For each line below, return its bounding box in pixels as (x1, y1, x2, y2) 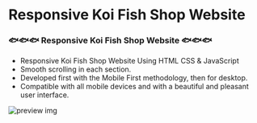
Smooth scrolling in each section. (19, 64, 132, 74)
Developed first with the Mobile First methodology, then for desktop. (19, 73, 248, 83)
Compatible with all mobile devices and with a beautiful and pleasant (19, 82, 249, 92)
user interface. (19, 90, 70, 100)
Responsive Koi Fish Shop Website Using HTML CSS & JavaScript (19, 56, 240, 66)
